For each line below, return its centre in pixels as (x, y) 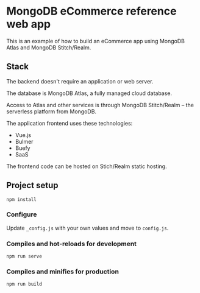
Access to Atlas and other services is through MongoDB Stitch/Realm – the (100, 105)
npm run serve (24, 256)
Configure (22, 214)
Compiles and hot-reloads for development (72, 244)
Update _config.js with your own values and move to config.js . (87, 228)
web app (28, 24)
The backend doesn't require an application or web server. (80, 81)
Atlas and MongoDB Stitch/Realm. (49, 48)
